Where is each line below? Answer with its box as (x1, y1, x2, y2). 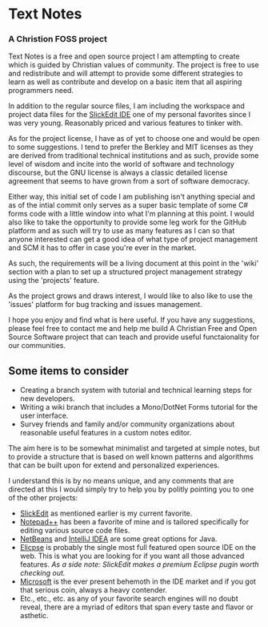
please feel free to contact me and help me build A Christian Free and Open (8, 324, 258, 334)
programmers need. (8, 86, 74, 95)
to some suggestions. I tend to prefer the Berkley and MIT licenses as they (8, 142, 254, 152)
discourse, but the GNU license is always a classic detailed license (8, 168, 228, 177)
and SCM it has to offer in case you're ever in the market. (8, 243, 197, 253)
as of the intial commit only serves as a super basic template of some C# (8, 200, 249, 210)
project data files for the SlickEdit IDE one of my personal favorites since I (8, 110, 250, 119)
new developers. (19, 394, 75, 403)
